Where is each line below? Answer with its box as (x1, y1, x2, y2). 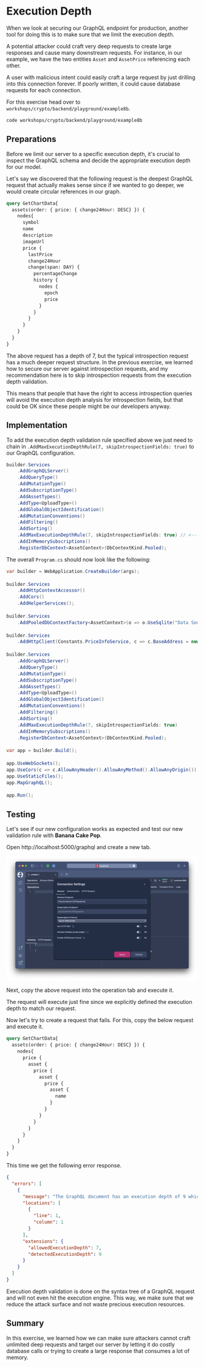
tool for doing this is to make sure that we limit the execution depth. (6, 30, 175, 38)
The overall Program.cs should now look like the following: (6, 555, 151, 563)
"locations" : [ (22, 1200, 61, 1206)
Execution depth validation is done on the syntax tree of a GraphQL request (6, 1287, 195, 1295)
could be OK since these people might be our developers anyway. (6, 402, 171, 410)
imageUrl (22, 239, 45, 245)
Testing (6, 809, 36, 819)
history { (33, 277, 59, 283)
